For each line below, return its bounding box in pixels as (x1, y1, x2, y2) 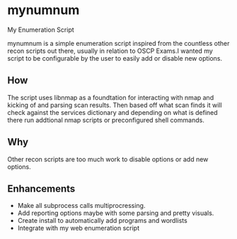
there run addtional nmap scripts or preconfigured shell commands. (7, 116, 205, 124)
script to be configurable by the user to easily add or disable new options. (7, 54, 223, 62)
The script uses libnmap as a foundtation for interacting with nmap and (7, 93, 214, 102)
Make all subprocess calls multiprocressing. (17, 202, 146, 210)
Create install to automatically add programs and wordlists (17, 216, 187, 225)
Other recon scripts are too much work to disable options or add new (7, 154, 209, 164)
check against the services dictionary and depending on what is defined (7, 108, 218, 116)
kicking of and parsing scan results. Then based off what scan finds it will (7, 101, 222, 109)
